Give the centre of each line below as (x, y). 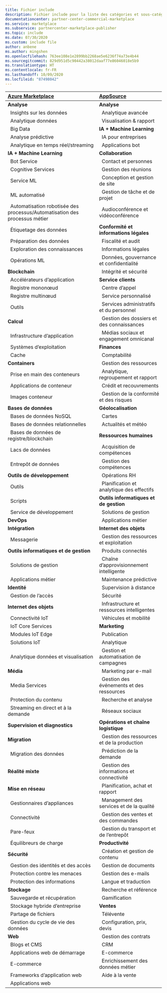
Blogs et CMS (26, 944)
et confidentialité (119, 263)
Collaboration (116, 153)
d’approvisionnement (124, 565)
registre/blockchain (30, 438)
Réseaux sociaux (122, 711)
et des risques (116, 400)
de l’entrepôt (114, 834)
